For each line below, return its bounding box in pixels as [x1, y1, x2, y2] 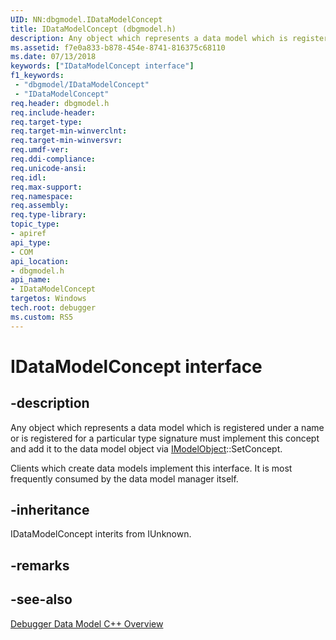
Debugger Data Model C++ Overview [10, 617, 164, 630]
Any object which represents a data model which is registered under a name [10, 421, 325, 433]
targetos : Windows [10, 294, 87, 304]
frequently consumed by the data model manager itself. [10, 472, 239, 485]
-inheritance [10, 502, 90, 519]
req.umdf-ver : [10, 145, 70, 155]
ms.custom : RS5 [10, 312, 74, 322]
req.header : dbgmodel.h [10, 98, 110, 108]
